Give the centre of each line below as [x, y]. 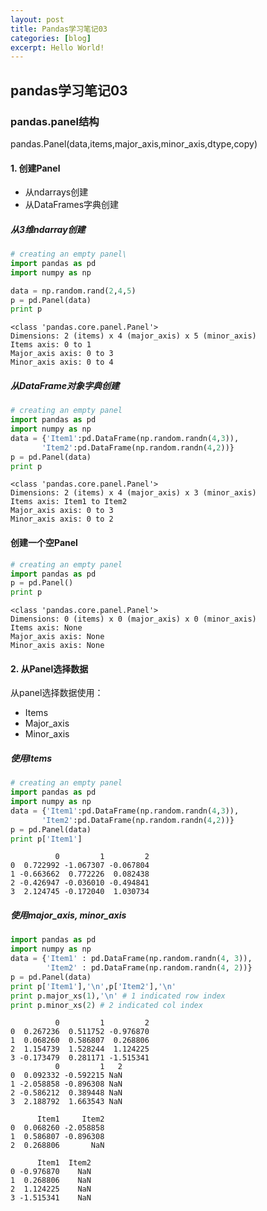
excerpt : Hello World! [57, 47]
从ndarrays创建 [56, 192]
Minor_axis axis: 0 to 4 [62, 362]
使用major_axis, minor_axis [68, 915]
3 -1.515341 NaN [51, 1198]
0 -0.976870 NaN [51, 1172]
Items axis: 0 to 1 [51, 345]
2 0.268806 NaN [57, 1146]
